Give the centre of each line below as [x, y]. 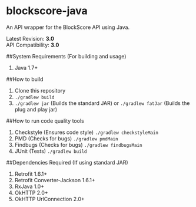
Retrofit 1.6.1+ [31, 174]
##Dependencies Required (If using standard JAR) [67, 162]
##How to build [25, 79]
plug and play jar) [36, 109]
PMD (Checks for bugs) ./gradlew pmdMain [67, 138]
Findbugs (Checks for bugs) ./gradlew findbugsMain [78, 144]
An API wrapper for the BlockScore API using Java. [68, 27]
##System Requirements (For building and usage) [66, 56]
